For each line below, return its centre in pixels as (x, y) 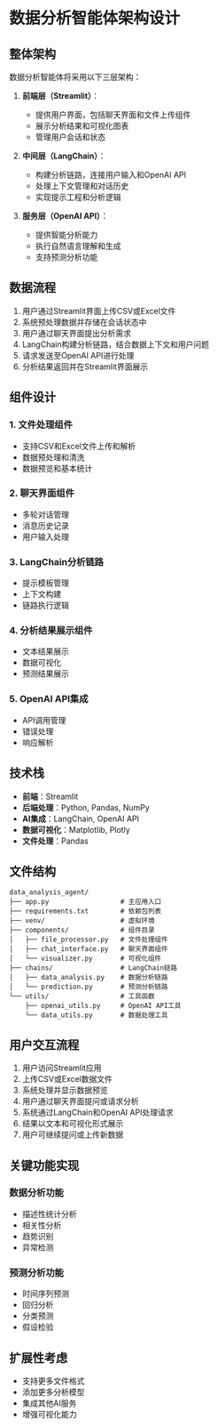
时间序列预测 (45, 1294)
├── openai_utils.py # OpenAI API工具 (103, 1006)
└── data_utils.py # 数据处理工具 (97, 1015)
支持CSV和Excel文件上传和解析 (78, 446)
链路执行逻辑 (45, 605)
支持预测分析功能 (66, 257)
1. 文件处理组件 (41, 425)
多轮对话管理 (45, 514)
